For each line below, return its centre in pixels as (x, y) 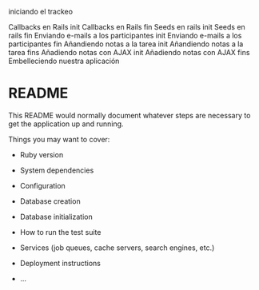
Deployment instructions (60, 263)
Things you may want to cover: (59, 139)
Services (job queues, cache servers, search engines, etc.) (117, 248)
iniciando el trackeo (41, 12)
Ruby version (42, 154)
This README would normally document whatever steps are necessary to (129, 115)
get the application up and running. (66, 124)
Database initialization (56, 217)
